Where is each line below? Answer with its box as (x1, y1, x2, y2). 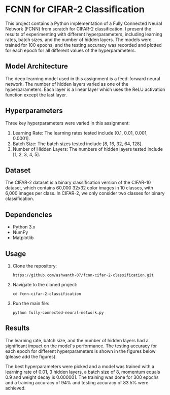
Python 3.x (12, 224, 36, 230)
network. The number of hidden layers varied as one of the (5, 81, 128, 87)
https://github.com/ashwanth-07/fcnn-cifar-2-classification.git (12, 273, 154, 278)
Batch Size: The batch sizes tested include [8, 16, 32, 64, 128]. (12, 141, 143, 147)
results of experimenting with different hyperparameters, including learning (5, 31, 162, 37)
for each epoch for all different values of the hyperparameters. (5, 47, 136, 53)
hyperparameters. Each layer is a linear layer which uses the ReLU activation (5, 86, 165, 92)
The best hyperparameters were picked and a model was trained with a (5, 363, 155, 369)
